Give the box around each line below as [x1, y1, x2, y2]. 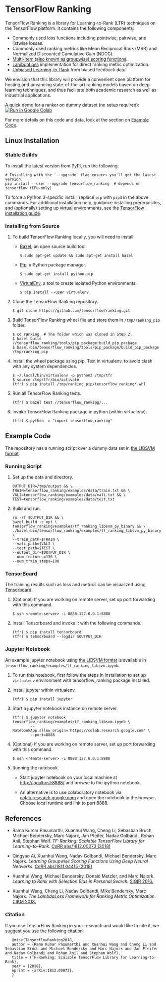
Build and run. [12, 505, 41, 511]
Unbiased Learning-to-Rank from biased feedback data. [12, 66, 127, 73]
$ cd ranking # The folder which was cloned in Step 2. [12, 332, 133, 337]
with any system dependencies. [12, 363, 78, 369]
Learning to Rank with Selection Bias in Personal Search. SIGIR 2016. [12, 878, 154, 884]
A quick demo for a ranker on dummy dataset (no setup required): [5, 102, 140, 108]
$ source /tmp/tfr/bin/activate [12, 377, 79, 382]
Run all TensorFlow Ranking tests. [12, 390, 82, 396]
